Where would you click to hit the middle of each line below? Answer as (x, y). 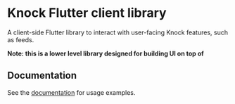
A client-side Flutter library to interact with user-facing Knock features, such (118, 32)
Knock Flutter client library (87, 13)
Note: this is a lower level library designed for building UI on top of (106, 53)
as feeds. (21, 39)
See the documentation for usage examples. (71, 92)
